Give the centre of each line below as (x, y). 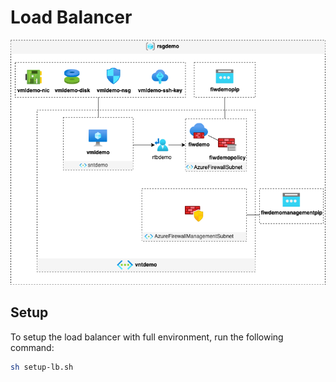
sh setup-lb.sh (42, 367)
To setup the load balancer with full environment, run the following (147, 337)
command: (32, 347)
